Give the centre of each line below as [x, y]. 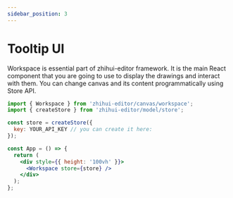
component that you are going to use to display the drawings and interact [114, 75]
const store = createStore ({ [50, 123]
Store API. [22, 91]
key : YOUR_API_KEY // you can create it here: [83, 130]
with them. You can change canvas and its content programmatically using [115, 83]
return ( [26, 155]
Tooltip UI [36, 48]
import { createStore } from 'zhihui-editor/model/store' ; [96, 110]
